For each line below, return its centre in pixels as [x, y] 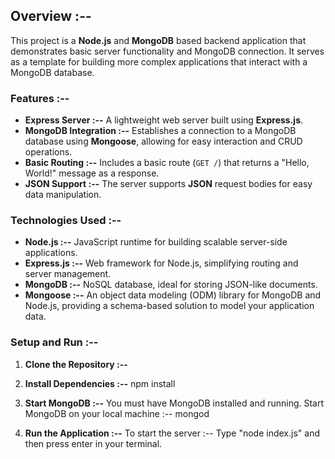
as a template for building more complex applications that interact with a [159, 61]
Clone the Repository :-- [76, 364]
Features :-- [40, 98]
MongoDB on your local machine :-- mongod [117, 413]
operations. [48, 152]
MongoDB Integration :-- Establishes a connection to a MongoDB [160, 131]
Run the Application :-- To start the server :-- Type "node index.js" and [172, 433]
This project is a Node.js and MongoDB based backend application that [158, 40]
